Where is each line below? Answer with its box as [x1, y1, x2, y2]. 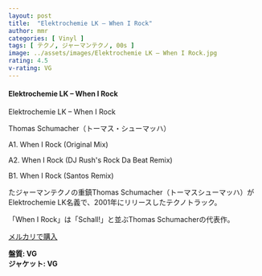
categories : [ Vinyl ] [8, 34, 84, 43]
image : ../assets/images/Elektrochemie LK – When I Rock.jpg [8, 49, 218, 57]
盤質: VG [8, 249, 38, 258]
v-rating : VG [8, 64, 52, 72]
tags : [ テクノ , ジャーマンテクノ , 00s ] [8, 42, 135, 50]
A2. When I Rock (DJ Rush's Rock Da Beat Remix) [8, 154, 173, 165]
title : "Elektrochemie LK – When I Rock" [8, 19, 153, 27]
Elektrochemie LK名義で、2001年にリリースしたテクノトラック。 [8, 197, 222, 207]
